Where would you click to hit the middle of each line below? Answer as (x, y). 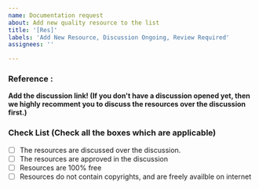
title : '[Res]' (33, 30)
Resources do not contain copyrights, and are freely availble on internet (135, 176)
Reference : (31, 79)
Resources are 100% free (60, 167)
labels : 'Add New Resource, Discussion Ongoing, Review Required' (119, 37)
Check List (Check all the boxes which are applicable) (112, 133)
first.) (18, 113)
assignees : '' (31, 45)
